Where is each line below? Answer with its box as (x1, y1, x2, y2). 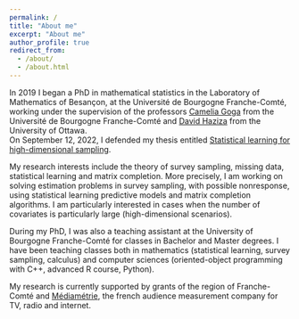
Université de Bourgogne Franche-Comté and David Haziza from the (9, 115, 262, 126)
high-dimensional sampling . (9, 143, 112, 154)
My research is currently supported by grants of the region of (9, 281, 235, 291)
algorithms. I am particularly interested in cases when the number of (9, 199, 261, 209)
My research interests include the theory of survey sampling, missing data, (9, 161, 285, 172)
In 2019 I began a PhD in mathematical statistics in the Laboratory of (9, 86, 261, 98)
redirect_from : (9, 46, 66, 55)
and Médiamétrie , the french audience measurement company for (35, 290, 278, 301)
